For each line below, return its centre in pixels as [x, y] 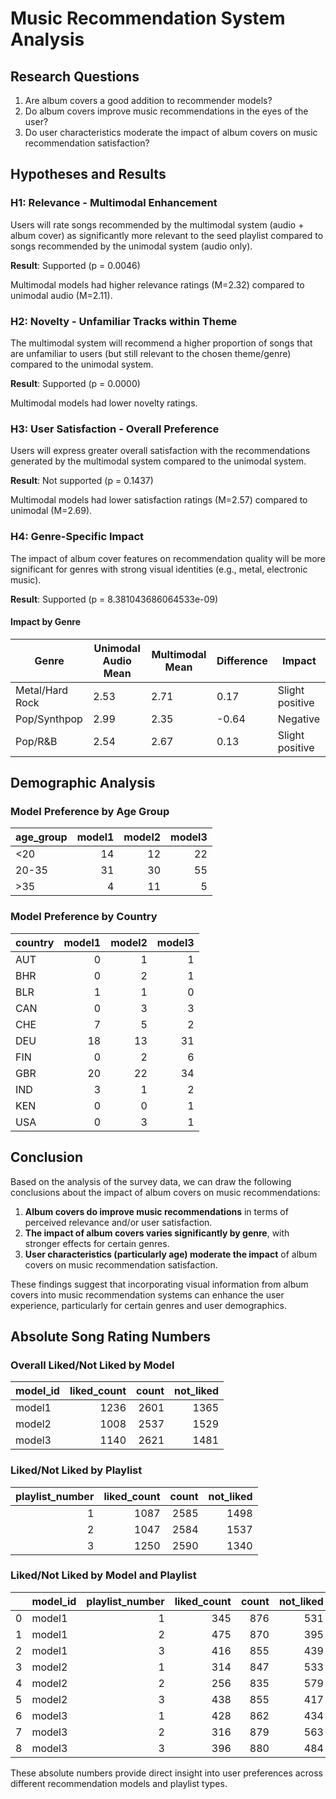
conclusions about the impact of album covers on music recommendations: [165, 1192]
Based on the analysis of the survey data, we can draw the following [151, 1181]
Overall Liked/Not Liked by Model [92, 1365]
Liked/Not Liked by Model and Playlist [103, 1575]
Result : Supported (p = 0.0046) [75, 265]
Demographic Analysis [83, 783]
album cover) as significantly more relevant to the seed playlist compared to [167, 235]
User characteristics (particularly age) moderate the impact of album [171, 1254]
